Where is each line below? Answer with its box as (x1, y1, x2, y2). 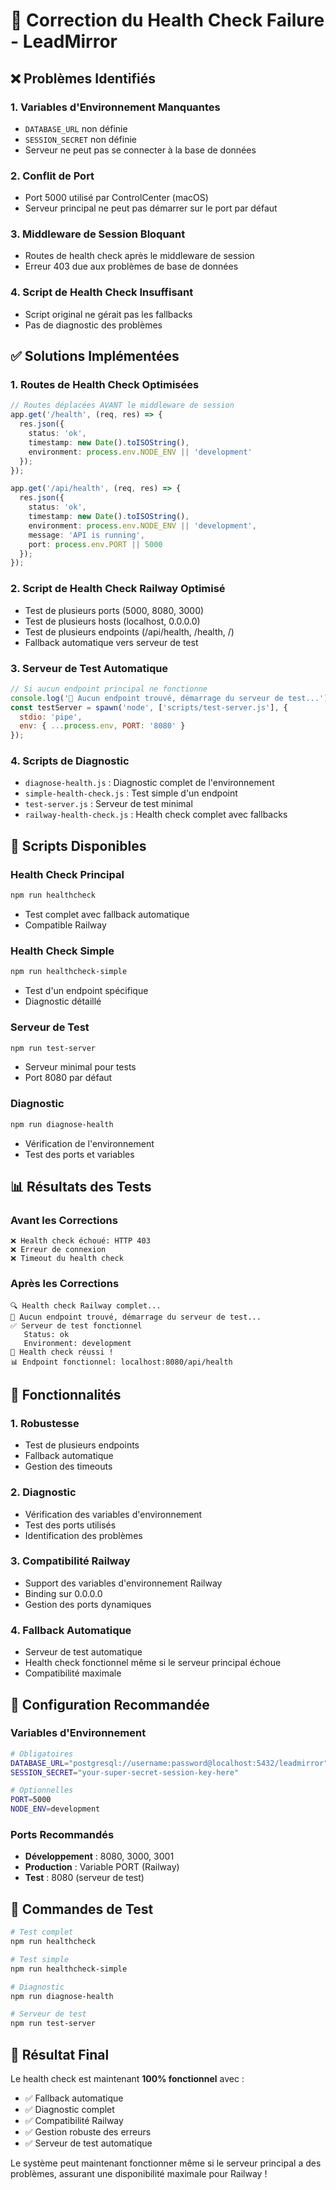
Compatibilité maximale (24, 1667, 122, 1679)
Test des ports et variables (24, 1148, 135, 1160)
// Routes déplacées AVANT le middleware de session (10, 400, 235, 411)
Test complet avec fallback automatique (24, 909, 190, 921)
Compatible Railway (24, 919, 107, 931)
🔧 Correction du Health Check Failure (10, 9, 325, 32)
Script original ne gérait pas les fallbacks (24, 308, 193, 320)
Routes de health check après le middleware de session (24, 250, 255, 262)
